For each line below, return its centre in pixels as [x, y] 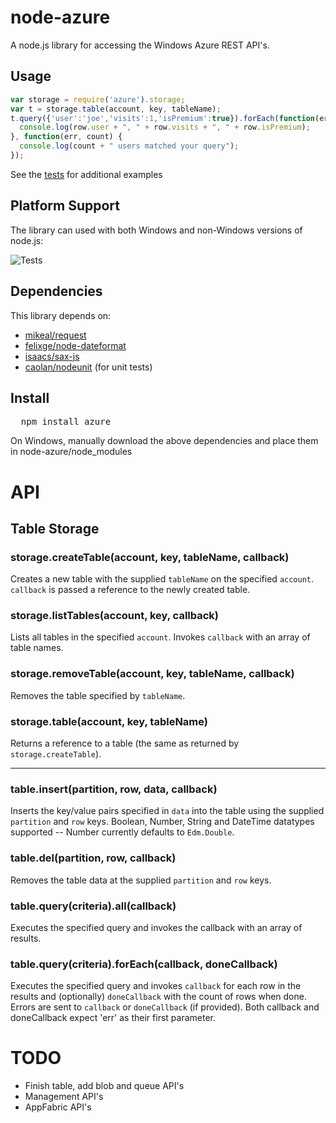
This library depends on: [61, 315]
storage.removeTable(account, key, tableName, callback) [152, 674]
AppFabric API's [58, 1107]
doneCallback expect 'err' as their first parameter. [113, 1018]
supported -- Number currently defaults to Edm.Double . [122, 832]
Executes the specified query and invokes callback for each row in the [156, 986]
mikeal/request [55, 335]
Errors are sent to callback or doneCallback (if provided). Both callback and [165, 1007]
